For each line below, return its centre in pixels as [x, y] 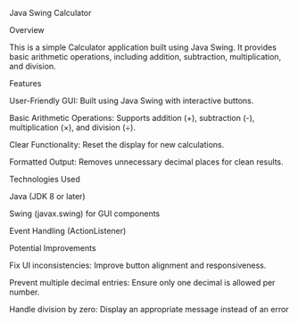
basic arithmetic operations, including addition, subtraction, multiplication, [145, 57]
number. [25, 292]
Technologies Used [45, 179]
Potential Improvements [53, 248]
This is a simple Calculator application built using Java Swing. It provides [143, 47]
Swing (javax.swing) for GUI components [85, 214]
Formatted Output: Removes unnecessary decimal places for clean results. [146, 162]
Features [25, 83]
